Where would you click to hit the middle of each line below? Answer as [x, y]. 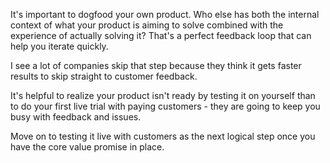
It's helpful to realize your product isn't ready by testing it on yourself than [163, 95]
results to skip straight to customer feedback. [104, 76]
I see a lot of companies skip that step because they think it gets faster [156, 65]
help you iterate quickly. [59, 46]
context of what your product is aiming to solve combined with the [147, 25]
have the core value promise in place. [87, 147]
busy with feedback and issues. [76, 117]
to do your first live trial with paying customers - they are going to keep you [165, 106]
